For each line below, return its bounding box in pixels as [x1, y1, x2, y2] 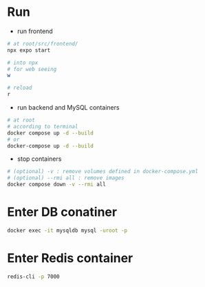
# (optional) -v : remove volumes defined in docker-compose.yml [7, 168, 198, 175]
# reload [7, 84, 32, 92]
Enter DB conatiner [7, 204, 118, 220]
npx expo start [7, 46, 51, 54]
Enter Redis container [7, 250, 133, 266]
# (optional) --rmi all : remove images [7, 175, 125, 181]
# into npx [7, 59, 39, 66]
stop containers [17, 155, 62, 163]
